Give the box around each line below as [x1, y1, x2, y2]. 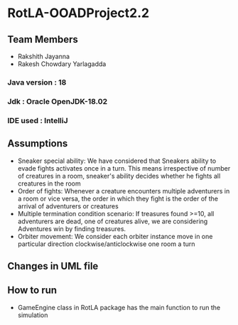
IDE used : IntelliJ [7, 115, 69, 125]
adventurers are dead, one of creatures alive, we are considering [17, 217, 208, 225]
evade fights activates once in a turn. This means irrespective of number [17, 164, 231, 172]
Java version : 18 [7, 77, 67, 87]
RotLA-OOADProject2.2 [7, 5, 150, 21]
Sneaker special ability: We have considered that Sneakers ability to [17, 156, 217, 165]
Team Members [7, 33, 78, 46]
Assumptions [7, 137, 68, 150]
